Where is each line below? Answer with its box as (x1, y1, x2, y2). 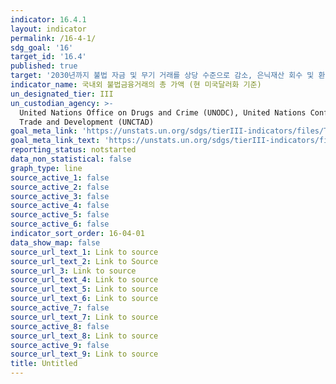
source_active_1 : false (10, 172, 110, 183)
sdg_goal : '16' (10, 42, 74, 53)
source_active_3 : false (10, 191, 110, 201)
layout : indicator (10, 24, 87, 34)
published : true (10, 61, 78, 71)
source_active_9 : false (10, 340, 110, 350)
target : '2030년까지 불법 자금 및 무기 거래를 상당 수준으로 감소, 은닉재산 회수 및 (10, 71, 315, 81)
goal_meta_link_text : (10, 136, 101, 146)
